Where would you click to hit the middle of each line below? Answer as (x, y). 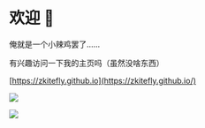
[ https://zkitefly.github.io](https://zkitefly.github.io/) (103, 80)
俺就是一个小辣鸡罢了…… (55, 44)
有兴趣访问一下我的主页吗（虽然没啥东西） (87, 63)
